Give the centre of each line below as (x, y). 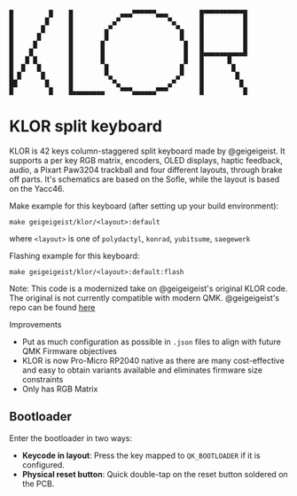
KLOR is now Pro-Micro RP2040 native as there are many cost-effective (153, 360)
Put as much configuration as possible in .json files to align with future (151, 342)
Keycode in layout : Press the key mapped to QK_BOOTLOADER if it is (141, 455)
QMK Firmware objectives (69, 350)
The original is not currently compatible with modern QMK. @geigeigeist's (145, 297)
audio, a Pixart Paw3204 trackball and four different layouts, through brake (146, 169)
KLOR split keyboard (86, 126)
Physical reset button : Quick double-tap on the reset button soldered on (155, 474)
